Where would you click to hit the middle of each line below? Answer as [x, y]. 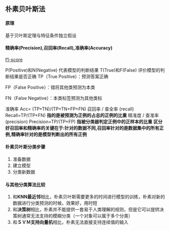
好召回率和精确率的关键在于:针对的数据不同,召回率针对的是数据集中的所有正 [84, 128]
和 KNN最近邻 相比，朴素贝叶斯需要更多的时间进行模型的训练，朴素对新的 [89, 197]
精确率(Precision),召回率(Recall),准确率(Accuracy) [59, 48]
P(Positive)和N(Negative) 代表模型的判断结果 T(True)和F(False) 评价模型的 [83, 70]
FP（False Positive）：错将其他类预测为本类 [50, 87]
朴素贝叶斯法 [25, 9]
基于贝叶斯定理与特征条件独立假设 [41, 35]
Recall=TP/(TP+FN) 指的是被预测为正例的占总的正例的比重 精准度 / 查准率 [82, 115]
